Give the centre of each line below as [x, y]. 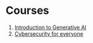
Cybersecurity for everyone [49, 33]
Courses [27, 11]
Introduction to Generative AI [50, 27]
